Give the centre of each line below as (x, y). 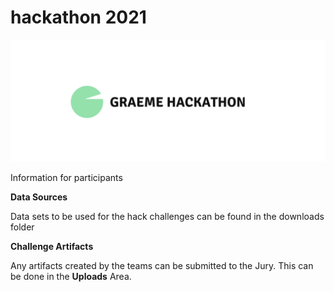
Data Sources (39, 197)
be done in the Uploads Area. (71, 276)
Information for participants (66, 177)
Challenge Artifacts (52, 246)
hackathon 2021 (78, 17)
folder (22, 227)
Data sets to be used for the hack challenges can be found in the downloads (167, 216)
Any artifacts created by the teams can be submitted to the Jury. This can (162, 265)
